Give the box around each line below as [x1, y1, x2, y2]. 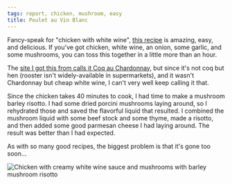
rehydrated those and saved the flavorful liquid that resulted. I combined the [7, 107, 224, 115]
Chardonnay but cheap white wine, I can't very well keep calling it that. [7, 78, 209, 86]
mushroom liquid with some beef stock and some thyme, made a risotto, [7, 113, 213, 122]
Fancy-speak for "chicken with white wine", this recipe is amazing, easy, [7, 35, 213, 44]
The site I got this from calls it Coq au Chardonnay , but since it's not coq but [7, 64, 224, 72]
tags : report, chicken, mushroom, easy [7, 10, 123, 17]
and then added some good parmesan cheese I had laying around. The [7, 121, 210, 129]
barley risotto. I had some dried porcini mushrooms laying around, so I [7, 99, 208, 107]
